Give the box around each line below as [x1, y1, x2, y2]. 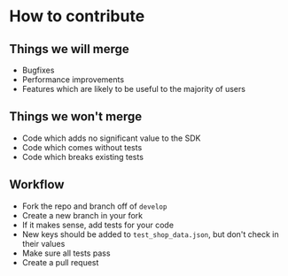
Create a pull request [21, 257, 99, 267]
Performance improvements [21, 74, 125, 85]
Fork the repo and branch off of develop [21, 201, 167, 211]
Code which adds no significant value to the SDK [21, 133, 201, 143]
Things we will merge [9, 42, 130, 57]
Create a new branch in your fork [21, 210, 144, 220]
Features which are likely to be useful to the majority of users [21, 84, 246, 94]
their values [21, 238, 66, 249]
